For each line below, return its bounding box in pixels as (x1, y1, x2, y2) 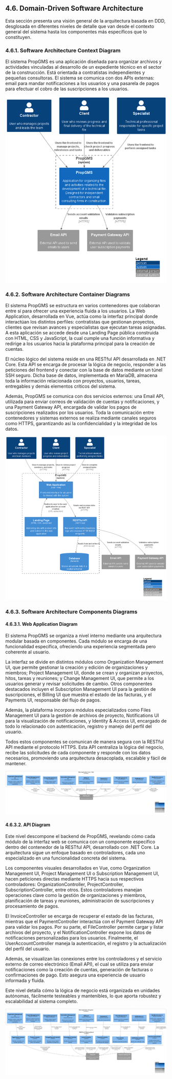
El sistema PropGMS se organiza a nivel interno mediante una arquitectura (5, 632, 162, 638)
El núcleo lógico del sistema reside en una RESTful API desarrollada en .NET (5, 356, 166, 362)
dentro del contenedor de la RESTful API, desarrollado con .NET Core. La (5, 844, 159, 850)
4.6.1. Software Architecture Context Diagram (5, 47, 121, 54)
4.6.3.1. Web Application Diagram (5, 621, 78, 627)
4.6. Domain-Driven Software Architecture (5, 4, 143, 13)
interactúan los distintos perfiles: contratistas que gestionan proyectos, (5, 318, 156, 325)
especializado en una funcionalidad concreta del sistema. (5, 855, 127, 861)
